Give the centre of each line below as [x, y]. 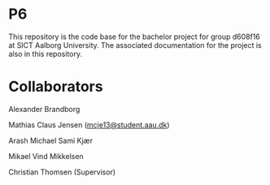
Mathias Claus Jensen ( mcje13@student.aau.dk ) [89, 125]
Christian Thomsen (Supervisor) [62, 172]
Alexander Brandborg [44, 109]
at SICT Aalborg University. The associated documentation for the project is [135, 45]
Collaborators [56, 87]
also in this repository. [46, 54]
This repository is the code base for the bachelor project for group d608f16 [134, 37]
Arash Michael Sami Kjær [51, 140]
